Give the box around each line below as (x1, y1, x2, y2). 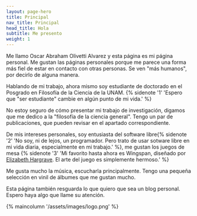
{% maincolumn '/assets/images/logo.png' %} (6, 203, 119, 210)
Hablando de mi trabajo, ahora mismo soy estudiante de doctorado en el (6, 83, 182, 89)
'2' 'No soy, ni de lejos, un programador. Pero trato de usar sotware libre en (6, 137, 190, 144)
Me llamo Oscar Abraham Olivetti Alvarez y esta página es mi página (6, 53, 173, 59)
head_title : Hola (6, 25, 49, 31)
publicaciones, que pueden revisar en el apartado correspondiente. (6, 120, 170, 126)
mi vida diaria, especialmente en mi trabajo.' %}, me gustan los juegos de (6, 143, 185, 150)
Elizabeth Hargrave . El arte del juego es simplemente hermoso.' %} (6, 156, 170, 163)
